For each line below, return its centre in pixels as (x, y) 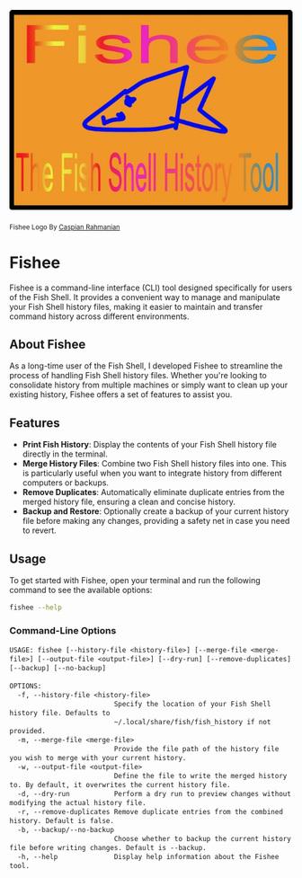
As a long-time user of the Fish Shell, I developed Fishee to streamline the (146, 366)
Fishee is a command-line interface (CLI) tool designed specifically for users (151, 288)
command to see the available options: (81, 590)
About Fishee (48, 345)
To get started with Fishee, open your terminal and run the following (135, 581)
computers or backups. (66, 483)
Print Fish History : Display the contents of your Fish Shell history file (149, 445)
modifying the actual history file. (78, 803)
